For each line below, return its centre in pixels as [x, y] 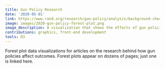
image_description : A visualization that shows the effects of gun [76, 28]
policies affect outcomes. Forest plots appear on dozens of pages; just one [81, 56]
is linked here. [19, 61]
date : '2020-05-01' [25, 14]
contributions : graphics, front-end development [56, 32]
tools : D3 [15, 37]
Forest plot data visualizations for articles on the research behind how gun [80, 51]
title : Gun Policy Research [34, 10]
